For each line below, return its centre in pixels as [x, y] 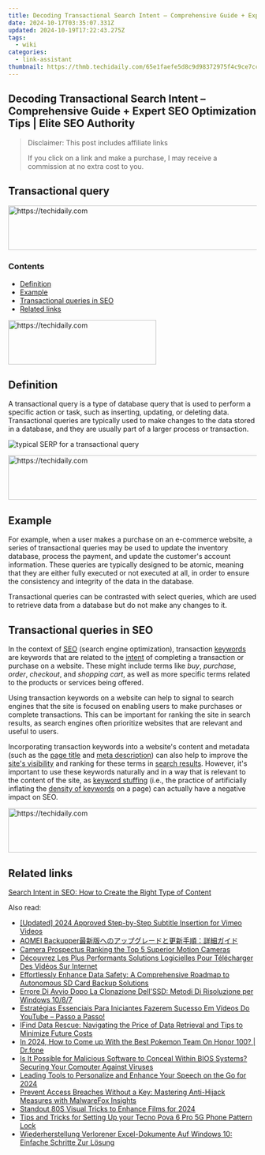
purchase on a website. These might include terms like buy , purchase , [122, 666]
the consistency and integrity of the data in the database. [101, 582]
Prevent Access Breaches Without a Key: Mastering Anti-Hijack [122, 1092]
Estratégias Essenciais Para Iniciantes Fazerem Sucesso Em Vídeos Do [134, 1008]
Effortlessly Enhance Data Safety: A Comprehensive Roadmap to [125, 974]
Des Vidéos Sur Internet [58, 966]
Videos [31, 931]
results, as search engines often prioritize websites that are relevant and [125, 723]
